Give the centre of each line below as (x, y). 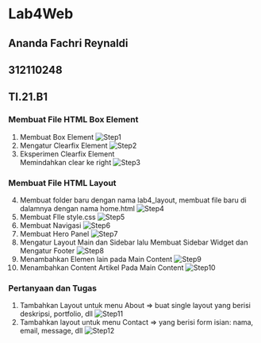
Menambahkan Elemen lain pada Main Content (96, 259)
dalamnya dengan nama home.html (77, 208)
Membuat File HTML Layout (62, 183)
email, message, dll (51, 331)
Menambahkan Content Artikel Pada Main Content (102, 268)
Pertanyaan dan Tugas (53, 288)
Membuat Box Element (57, 137)
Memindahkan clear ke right (65, 162)
